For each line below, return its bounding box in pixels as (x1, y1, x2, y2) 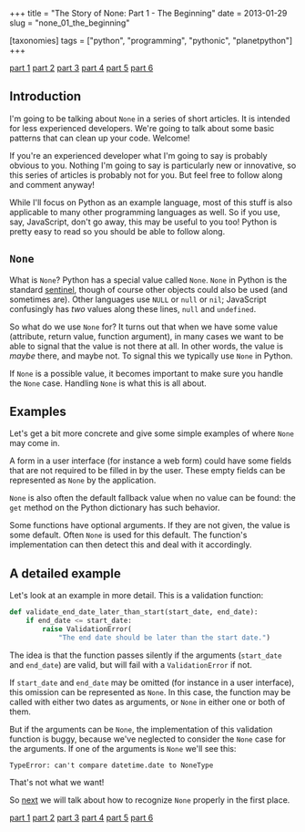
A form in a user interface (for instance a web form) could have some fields (9, 455, 292, 466)
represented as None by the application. (9, 474, 157, 486)
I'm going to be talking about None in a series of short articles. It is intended (9, 113, 290, 124)
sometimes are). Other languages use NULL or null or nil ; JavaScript (9, 294, 267, 305)
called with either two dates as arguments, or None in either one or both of (9, 696, 286, 707)
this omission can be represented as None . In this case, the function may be (9, 686, 291, 697)
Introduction (9, 88, 82, 104)
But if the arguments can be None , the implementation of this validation (9, 723, 273, 734)
